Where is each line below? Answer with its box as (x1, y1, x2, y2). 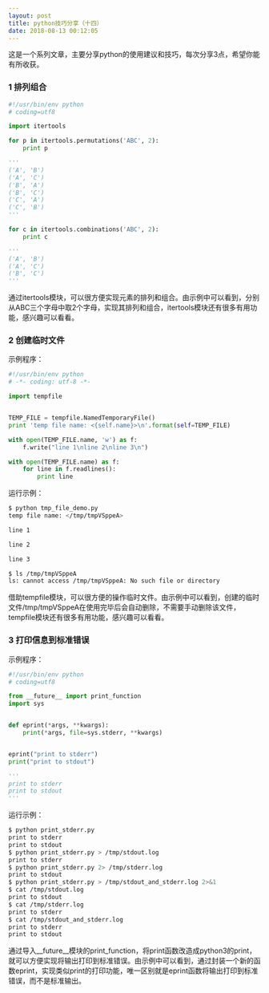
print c (22, 233, 48, 241)
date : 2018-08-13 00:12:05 (8, 26, 98, 34)
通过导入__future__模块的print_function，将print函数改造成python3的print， (8, 946, 257, 955)
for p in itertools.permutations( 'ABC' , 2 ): (8, 137, 159, 145)
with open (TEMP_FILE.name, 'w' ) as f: (8, 436, 138, 444)
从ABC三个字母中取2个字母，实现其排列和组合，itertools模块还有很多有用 (8, 302, 251, 313)
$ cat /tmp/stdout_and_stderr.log (8, 915, 124, 923)
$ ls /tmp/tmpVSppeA (8, 569, 78, 578)
